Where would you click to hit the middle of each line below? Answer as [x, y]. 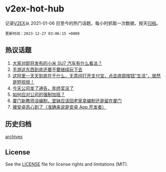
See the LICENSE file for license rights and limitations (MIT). [67, 164]
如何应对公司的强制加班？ [39, 94]
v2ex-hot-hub [35, 9]
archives [14, 136]
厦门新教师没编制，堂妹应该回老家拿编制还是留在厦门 [67, 100]
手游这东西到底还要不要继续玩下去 [47, 69]
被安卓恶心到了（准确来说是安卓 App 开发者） [59, 107]
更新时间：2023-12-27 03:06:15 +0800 [42, 33]
